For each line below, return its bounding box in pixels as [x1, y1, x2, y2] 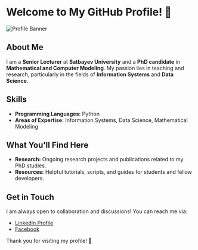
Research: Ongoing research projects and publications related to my [14, 156, 184, 163]
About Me [6, 42, 44, 52]
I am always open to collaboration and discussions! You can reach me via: [6, 208, 188, 215]
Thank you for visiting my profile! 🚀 [6, 237, 92, 245]
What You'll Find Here [6, 140, 89, 150]
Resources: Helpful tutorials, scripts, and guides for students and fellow [14, 168, 193, 176]
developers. [14, 175, 45, 182]
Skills [6, 95, 27, 105]
